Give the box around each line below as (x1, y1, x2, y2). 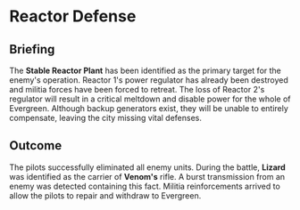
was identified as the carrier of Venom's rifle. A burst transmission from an (9, 171, 286, 182)
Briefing (9, 42, 55, 57)
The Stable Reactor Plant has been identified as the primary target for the (9, 65, 281, 76)
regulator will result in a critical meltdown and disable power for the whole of (9, 93, 291, 104)
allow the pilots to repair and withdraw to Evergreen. (9, 190, 202, 201)
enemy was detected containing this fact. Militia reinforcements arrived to (9, 181, 281, 191)
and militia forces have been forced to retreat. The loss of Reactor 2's (9, 85, 265, 94)
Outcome (9, 138, 62, 153)
